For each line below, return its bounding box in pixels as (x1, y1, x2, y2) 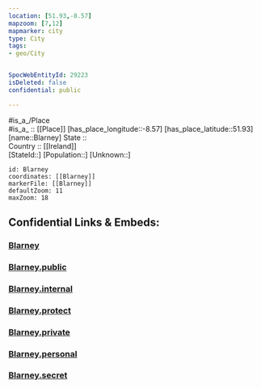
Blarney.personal (8, 348, 78, 360)
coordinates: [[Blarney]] (8, 172, 95, 180)
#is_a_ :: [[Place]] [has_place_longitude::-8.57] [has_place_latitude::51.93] (8, 124, 254, 133)
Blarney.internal (8, 283, 73, 294)
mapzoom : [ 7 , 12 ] (8, 19, 63, 27)
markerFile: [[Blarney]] (8, 179, 92, 188)
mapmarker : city (8, 27, 63, 35)
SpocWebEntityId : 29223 (8, 71, 89, 79)
